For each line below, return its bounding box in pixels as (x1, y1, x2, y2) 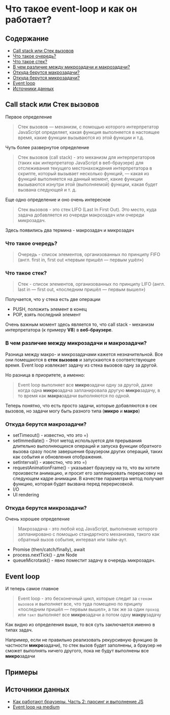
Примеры (5, 668, 38, 676)
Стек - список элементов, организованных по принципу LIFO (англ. (17, 281, 165, 287)
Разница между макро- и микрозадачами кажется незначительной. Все (5, 351, 163, 357)
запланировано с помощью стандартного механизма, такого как (17, 531, 160, 537)
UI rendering (12, 492, 39, 498)
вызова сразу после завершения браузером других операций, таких (12, 449, 163, 454)
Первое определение (5, 114, 52, 120)
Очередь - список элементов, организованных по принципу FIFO (17, 252, 160, 258)
